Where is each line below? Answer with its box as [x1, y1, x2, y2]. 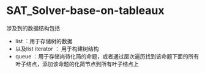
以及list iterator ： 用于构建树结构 [15, 45, 99, 52]
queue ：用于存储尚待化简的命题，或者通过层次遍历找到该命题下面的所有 [15, 52, 199, 60]
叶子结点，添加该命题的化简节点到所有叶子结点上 [15, 60, 139, 68]
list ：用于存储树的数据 [15, 37, 73, 44]
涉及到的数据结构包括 [6, 24, 60, 32]
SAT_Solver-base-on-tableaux [6, 4, 165, 18]
